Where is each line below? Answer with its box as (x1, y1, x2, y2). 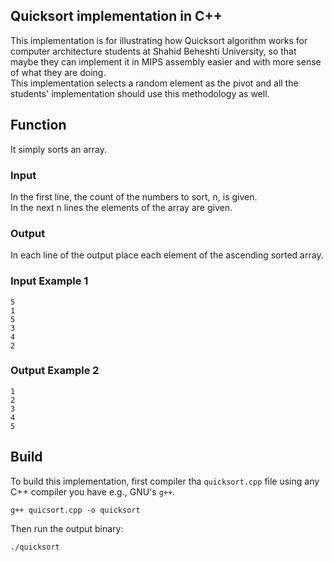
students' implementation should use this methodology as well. (10, 87, 270, 99)
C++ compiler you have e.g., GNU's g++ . (10, 485, 176, 498)
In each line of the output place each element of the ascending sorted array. (10, 249, 324, 261)
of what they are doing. (10, 66, 107, 78)
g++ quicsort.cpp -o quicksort (10, 505, 141, 515)
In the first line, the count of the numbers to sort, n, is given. (10, 190, 258, 203)
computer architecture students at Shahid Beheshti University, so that (10, 45, 297, 57)
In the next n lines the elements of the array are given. (10, 201, 233, 213)
